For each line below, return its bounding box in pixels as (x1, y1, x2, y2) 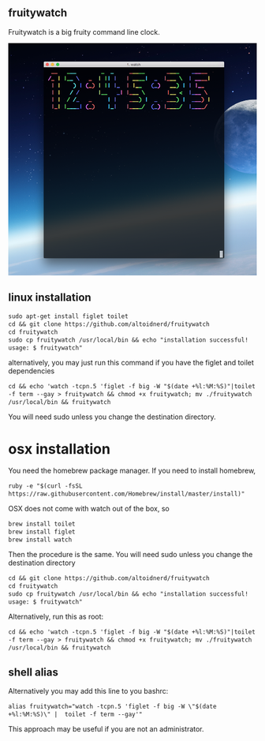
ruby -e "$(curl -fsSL (8, 482, 83, 490)
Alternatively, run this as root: (8, 612, 104, 622)
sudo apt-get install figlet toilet (8, 312, 129, 320)
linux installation (8, 290, 92, 304)
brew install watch (8, 536, 73, 544)
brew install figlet (8, 528, 77, 536)
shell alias (8, 665, 59, 679)
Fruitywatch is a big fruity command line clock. (8, 27, 160, 36)
